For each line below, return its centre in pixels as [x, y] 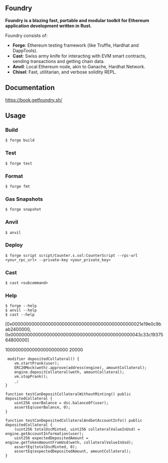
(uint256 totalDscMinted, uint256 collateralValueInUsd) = [77, 429]
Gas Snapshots [24, 199]
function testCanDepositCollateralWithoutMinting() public [68, 394]
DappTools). [25, 50]
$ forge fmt [18, 186]
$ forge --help [21, 306]
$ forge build [20, 140]
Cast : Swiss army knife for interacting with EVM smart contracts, [79, 56]
